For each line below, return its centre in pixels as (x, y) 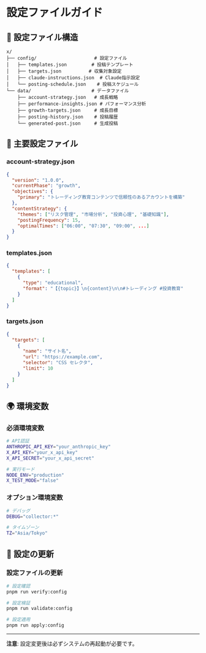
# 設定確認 (18, 586)
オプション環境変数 (35, 498)
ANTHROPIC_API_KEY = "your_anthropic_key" (59, 447)
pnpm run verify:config (37, 592)
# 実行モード (21, 469)
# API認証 (18, 441)
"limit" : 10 (38, 369)
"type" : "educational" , (53, 283)
